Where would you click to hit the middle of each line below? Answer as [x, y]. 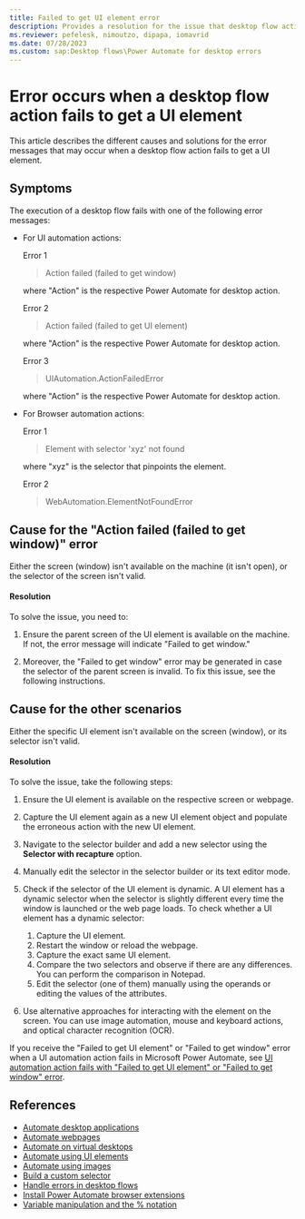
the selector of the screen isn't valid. [78, 575]
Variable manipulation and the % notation [99, 1204]
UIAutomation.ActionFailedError [104, 378]
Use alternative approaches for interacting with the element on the [147, 1011]
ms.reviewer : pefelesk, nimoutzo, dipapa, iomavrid [109, 34]
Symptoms [41, 188]
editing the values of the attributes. [102, 993]
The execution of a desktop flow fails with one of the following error [136, 211]
